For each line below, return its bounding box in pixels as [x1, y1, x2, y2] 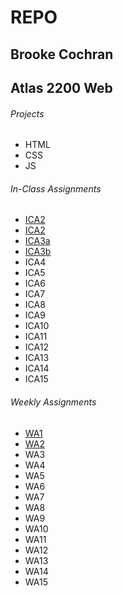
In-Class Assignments [10, 182, 102, 195]
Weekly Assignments [10, 396, 97, 408]
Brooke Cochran [10, 46, 114, 63]
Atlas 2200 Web [10, 79, 113, 96]
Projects [10, 107, 45, 120]
